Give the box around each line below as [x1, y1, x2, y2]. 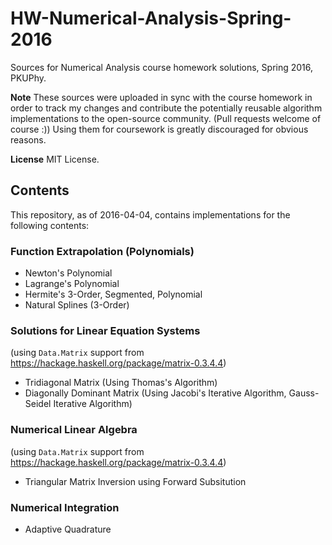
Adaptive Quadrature [24, 523, 112, 535]
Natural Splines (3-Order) [24, 299, 130, 311]
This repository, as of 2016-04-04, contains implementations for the [10, 208, 291, 221]
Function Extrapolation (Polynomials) [10, 244, 195, 258]
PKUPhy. [10, 72, 47, 84]
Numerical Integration [10, 500, 120, 514]
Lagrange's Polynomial [24, 278, 120, 290]
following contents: [10, 219, 90, 231]
